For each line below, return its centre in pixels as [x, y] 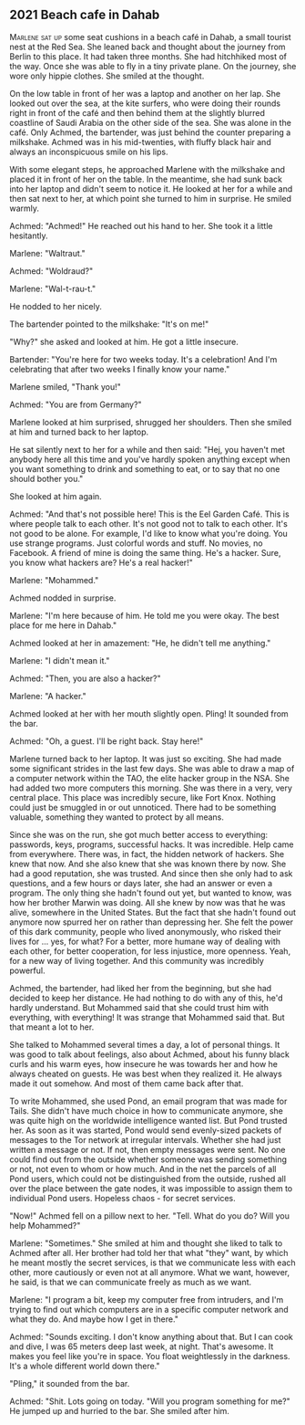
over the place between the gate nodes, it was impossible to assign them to [151, 1188]
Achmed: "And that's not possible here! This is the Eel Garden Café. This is [149, 514]
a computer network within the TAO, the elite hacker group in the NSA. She [149, 778]
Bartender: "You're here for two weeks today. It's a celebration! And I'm [143, 359]
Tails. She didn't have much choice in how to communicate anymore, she [147, 1111]
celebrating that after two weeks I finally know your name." [120, 369]
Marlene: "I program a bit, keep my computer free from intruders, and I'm [147, 1299]
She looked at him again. [56, 496]
